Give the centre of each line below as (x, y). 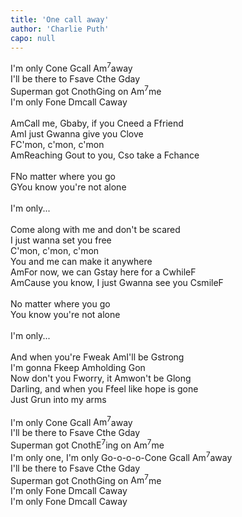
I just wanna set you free (61, 240)
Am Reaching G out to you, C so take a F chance (105, 155)
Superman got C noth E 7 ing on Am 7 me (87, 444)
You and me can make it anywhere (81, 261)
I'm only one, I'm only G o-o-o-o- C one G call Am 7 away (121, 456)
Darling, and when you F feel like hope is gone (104, 388)
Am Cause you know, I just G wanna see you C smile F (117, 282)
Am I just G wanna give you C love (77, 133)
